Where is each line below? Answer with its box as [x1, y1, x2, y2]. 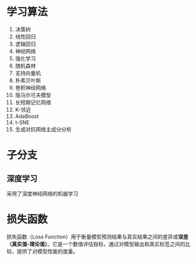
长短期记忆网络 [15, 99, 51, 106]
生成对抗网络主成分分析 [15, 126, 72, 133]
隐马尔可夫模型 [15, 91, 51, 98]
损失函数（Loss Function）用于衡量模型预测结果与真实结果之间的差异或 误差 [6, 233, 189, 240]
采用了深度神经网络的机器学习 [6, 190, 78, 197]
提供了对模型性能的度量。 [16, 248, 78, 255]
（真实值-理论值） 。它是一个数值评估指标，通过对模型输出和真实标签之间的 [6, 240, 185, 247]
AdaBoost [15, 112, 39, 120]
